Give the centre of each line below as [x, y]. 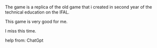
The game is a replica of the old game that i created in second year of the [78, 7]
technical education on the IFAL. [37, 12]
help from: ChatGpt [24, 40]
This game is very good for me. [36, 22]
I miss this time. [21, 31]
